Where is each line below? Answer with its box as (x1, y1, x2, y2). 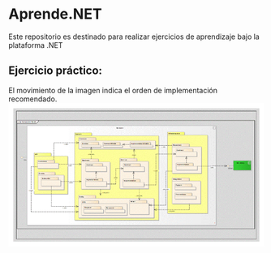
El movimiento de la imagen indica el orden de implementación (8, 85, 217, 95)
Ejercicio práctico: (8, 64, 103, 78)
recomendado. (8, 94, 58, 104)
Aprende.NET (8, 5, 103, 24)
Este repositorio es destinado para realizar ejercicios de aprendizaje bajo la (8, 32, 260, 41)
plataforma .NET (8, 40, 63, 49)
